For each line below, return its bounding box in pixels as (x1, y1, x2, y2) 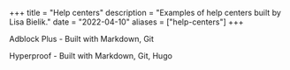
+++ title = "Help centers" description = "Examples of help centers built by (9, 8, 281, 17)
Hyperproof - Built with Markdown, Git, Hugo (9, 51, 172, 60)
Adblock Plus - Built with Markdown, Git (9, 34, 155, 44)
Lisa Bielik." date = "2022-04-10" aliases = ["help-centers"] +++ (9, 17, 245, 27)
